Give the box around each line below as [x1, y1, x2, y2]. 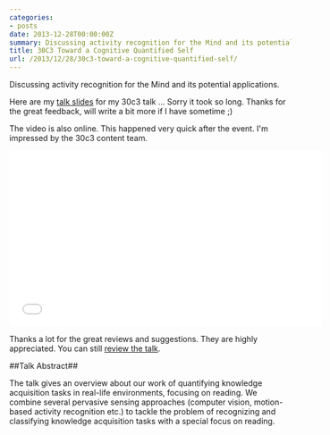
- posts [9, 21, 38, 30]
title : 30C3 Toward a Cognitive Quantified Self [9, 46, 194, 55]
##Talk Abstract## [9, 361, 79, 371]
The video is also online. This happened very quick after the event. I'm [9, 123, 268, 134]
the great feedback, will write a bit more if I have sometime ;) [9, 106, 233, 116]
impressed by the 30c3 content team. [9, 133, 148, 143]
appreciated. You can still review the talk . [9, 343, 161, 354]
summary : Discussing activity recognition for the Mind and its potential [9, 38, 294, 47]
